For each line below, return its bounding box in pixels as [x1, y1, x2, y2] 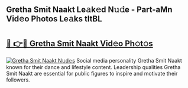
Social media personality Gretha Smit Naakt [76, 57, 182, 64]
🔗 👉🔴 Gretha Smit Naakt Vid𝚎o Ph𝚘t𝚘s [6, 38, 153, 48]
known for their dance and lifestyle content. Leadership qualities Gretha [6, 64, 181, 70]
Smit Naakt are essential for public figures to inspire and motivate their [6, 70, 178, 77]
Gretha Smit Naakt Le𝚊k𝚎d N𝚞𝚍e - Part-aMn [6, 5, 173, 15]
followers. [6, 76, 31, 83]
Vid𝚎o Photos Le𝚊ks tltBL [6, 14, 102, 24]
